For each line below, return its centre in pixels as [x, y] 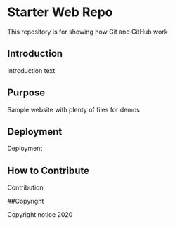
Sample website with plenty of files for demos [74, 109]
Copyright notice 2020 [40, 215]
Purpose [26, 93]
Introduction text [31, 70]
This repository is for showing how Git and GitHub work [87, 32]
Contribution [25, 187]
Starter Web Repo [60, 12]
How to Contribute [48, 170]
